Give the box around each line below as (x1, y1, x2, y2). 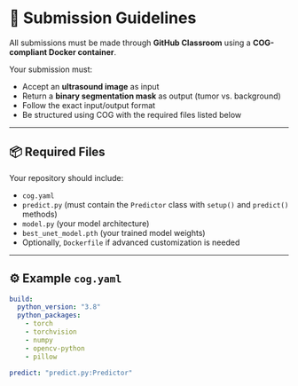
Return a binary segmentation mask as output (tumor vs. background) (21, 91, 281, 101)
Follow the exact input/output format (21, 99, 156, 110)
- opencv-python (25, 343, 86, 353)
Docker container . (48, 46, 117, 57)
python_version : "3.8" (17, 303, 101, 311)
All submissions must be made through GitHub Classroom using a (9, 37, 251, 48)
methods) (21, 209, 58, 219)
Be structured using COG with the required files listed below (21, 109, 242, 120)
